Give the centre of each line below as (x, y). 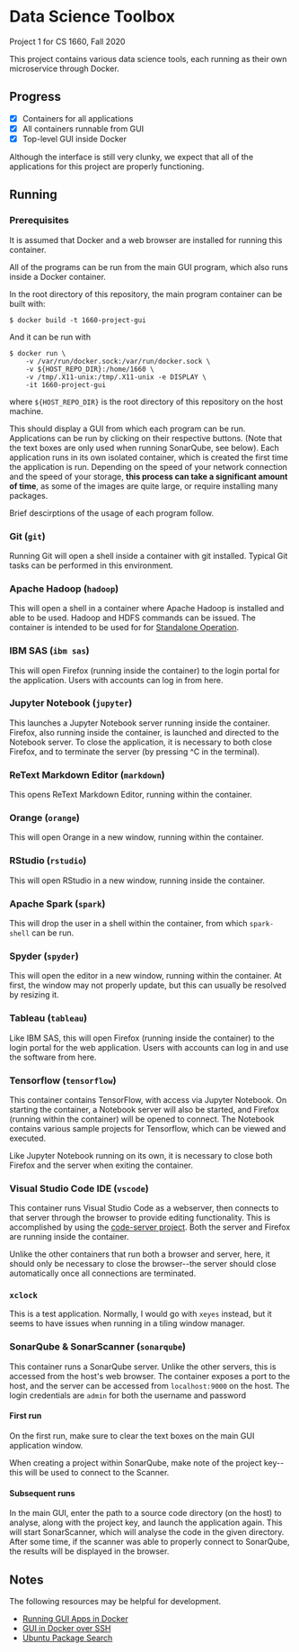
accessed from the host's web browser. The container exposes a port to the (149, 1376)
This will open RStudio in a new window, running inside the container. (137, 880)
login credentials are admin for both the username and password (128, 1395)
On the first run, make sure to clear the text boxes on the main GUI (132, 1435)
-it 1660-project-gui (66, 384)
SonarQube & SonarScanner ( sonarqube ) (98, 1347)
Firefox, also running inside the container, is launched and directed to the (145, 732)
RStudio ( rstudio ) (48, 861)
